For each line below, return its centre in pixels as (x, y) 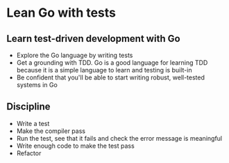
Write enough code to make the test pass (75, 146)
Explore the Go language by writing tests (75, 55)
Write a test (33, 123)
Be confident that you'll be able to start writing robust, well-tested (111, 77)
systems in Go (37, 85)
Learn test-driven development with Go (94, 39)
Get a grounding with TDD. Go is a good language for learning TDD (112, 63)
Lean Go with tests (61, 13)
